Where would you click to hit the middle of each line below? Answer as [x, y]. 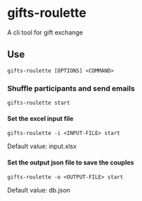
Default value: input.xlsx [42, 146]
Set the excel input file [41, 118]
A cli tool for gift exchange [45, 32]
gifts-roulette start [39, 103]
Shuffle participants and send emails [71, 88]
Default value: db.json [39, 190]
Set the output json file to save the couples [71, 162]
